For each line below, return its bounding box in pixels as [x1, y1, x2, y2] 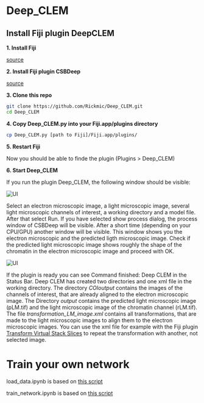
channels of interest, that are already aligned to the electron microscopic [6, 291, 189, 298]
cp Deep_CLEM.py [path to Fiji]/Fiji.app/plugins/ [6, 132, 138, 138]
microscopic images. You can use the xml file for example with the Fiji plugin [6, 323, 199, 330]
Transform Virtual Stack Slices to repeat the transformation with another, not [6, 329, 198, 336]
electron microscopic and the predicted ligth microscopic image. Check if [6, 234, 191, 242]
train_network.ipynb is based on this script [6, 389, 113, 397]
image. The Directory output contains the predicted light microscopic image [6, 297, 197, 304]
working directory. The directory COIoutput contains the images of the [6, 284, 183, 291]
